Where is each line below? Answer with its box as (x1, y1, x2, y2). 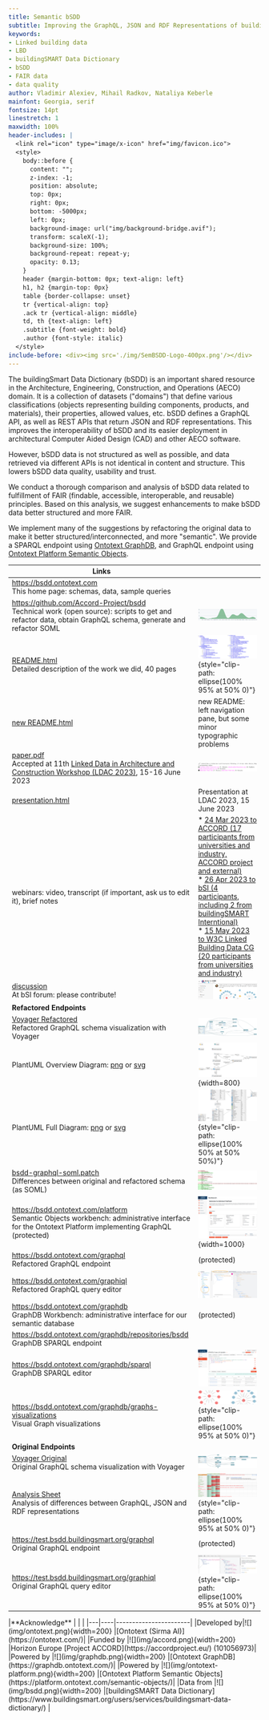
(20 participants (198, 951, 251, 961)
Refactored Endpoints (11, 1003, 86, 1013)
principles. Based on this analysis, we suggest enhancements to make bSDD (8, 499, 261, 508)
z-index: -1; (29, 173, 74, 182)
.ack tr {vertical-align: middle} (22, 309, 138, 317)
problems (198, 739, 230, 749)
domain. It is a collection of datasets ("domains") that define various (8, 391, 233, 401)
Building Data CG (198, 943, 255, 953)
